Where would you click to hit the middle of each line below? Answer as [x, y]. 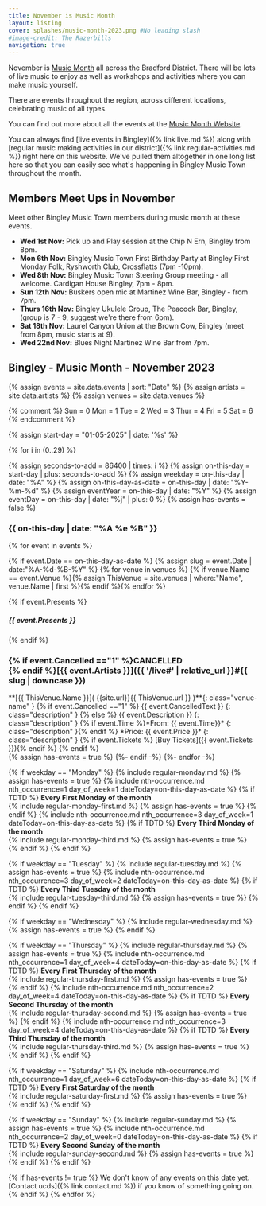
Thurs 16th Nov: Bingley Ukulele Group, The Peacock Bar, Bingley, [129, 309]
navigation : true [37, 45]
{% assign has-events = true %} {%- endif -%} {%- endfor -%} [112, 757]
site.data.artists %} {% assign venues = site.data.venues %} [106, 395]
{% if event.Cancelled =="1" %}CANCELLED [95, 660]
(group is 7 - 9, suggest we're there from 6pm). [97, 317]
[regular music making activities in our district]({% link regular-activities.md [132, 148]
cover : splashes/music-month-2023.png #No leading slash [104, 30]
